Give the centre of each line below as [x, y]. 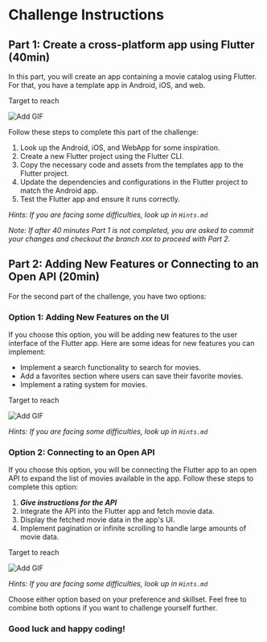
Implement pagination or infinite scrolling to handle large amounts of [133, 528]
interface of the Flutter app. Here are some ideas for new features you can [131, 344]
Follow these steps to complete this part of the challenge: [103, 132]
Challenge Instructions [86, 15]
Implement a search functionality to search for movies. [110, 368]
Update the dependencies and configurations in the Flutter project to [133, 182]
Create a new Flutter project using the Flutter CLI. [102, 156]
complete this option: [43, 487]
